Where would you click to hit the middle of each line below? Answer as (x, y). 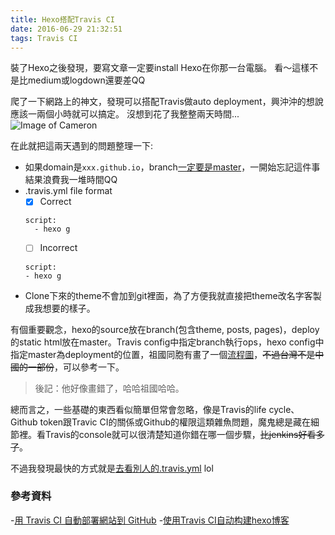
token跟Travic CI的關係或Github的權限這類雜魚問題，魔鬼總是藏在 (175, 422)
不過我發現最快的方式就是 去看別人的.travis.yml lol (112, 468)
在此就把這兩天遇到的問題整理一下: (82, 146)
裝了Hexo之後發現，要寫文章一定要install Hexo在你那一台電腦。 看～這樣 (160, 68)
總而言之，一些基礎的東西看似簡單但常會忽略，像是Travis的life (138, 409)
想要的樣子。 (69, 308)
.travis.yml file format (68, 191)
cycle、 (284, 409)
